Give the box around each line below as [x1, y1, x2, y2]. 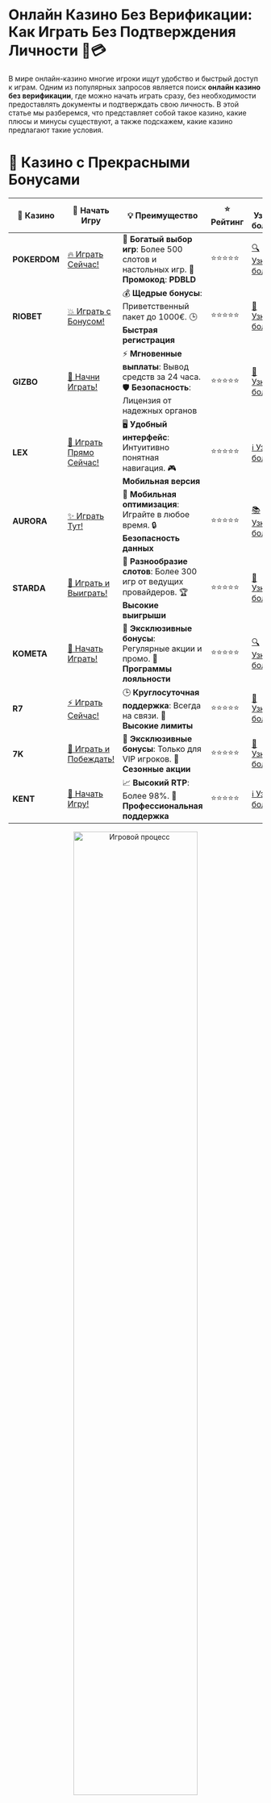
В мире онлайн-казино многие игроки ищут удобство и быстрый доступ [8, 73, 258, 83]
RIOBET [12, 311, 43, 322]
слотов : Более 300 [122, 566, 198, 577]
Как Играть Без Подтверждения [8, 23, 236, 41]
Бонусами [8, 171, 81, 189]
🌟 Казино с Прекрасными [8, 153, 191, 172]
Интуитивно [122, 441, 170, 453]
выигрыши [122, 609, 167, 620]
